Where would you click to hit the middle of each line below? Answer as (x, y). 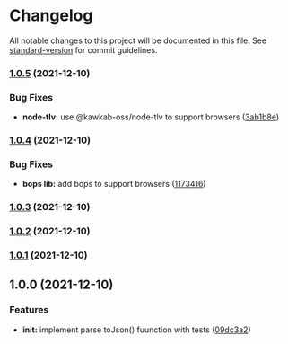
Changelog (51, 16)
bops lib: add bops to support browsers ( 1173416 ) (114, 184)
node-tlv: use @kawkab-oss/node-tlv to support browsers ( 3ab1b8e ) (151, 117)
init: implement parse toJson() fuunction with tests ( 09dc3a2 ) (136, 330)
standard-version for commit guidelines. (83, 49)
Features (29, 310)
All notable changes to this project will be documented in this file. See (138, 40)
